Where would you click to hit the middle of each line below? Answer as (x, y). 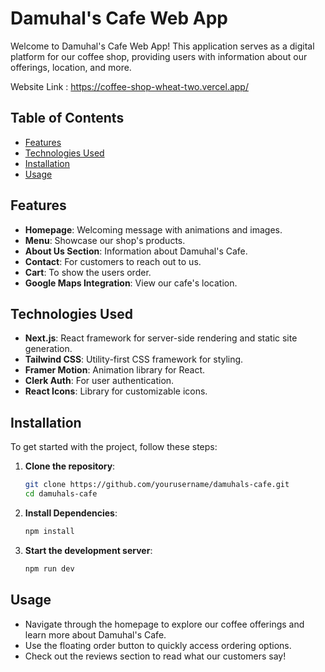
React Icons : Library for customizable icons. (116, 391)
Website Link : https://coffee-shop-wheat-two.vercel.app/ (129, 86)
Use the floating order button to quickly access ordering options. (158, 645)
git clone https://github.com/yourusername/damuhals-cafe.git (157, 485)
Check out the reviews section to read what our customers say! (155, 656)
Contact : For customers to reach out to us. (113, 261)
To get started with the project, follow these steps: (114, 447)
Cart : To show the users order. (88, 272)
